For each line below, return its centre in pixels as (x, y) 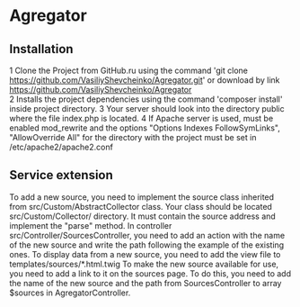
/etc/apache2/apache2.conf (62, 147)
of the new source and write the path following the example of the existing (147, 245)
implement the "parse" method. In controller (91, 225)
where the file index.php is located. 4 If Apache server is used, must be (141, 118)
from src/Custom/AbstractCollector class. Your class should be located (141, 206)
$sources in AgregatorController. (70, 293)
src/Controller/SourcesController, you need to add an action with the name (147, 235)
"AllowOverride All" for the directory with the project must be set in (133, 137)
